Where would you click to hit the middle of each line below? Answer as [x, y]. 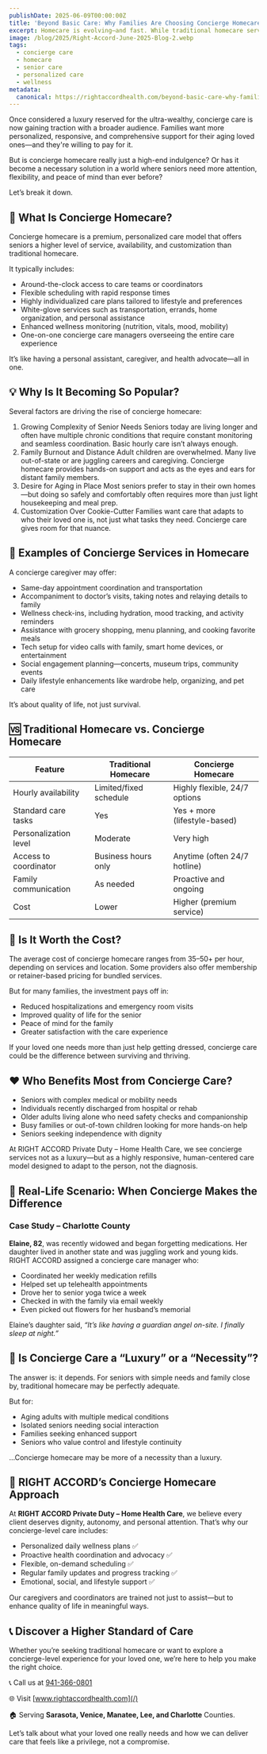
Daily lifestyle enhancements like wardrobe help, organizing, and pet [132, 680]
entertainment [43, 655]
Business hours [123, 856]
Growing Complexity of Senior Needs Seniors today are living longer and [139, 427]
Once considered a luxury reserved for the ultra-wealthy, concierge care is [131, 119]
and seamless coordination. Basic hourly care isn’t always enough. [129, 443]
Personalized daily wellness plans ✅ [79, 1546]
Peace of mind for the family [67, 1024]
